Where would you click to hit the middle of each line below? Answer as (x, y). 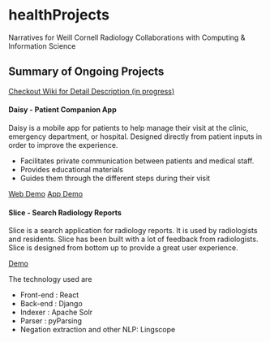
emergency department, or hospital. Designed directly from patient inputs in (135, 136)
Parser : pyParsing (51, 321)
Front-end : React (49, 295)
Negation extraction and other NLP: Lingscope (98, 330)
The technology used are (50, 279)
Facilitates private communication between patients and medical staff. (137, 161)
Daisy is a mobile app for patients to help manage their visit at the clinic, (129, 128)
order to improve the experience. (63, 145)
